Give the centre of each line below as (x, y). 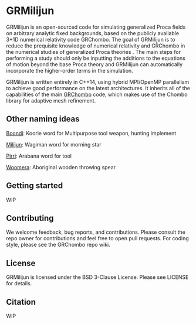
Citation (21, 302)
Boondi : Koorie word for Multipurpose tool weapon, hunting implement (91, 133)
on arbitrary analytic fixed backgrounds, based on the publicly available (93, 33)
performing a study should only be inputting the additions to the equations (96, 58)
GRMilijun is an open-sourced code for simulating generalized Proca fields (96, 27)
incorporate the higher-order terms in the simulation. (70, 70)
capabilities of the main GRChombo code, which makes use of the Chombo (97, 94)
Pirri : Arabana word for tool (39, 156)
